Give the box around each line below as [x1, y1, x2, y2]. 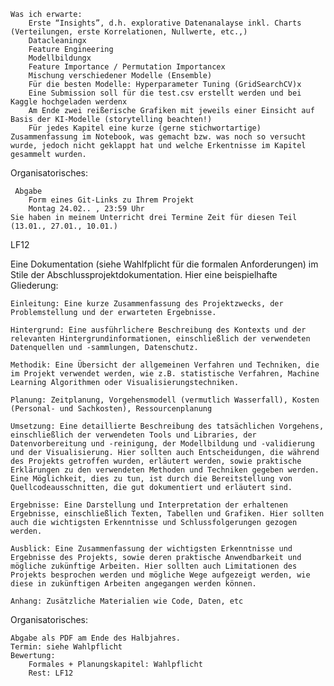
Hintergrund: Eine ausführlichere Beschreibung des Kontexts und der [10, 325, 307, 335]
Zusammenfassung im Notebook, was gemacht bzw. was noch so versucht [10, 132, 307, 142]
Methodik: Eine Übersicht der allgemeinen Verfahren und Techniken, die [10, 360, 320, 370]
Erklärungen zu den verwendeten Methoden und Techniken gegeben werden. [10, 465, 320, 475]
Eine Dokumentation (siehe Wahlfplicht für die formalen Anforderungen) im [10, 258, 319, 270]
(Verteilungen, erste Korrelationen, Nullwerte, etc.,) [10, 27, 248, 37]
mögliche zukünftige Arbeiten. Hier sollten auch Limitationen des [10, 561, 298, 571]
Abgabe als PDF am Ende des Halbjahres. [10, 633, 182, 643]
